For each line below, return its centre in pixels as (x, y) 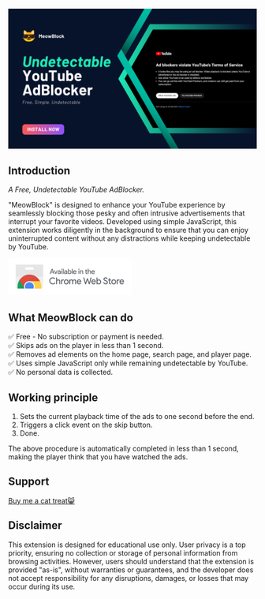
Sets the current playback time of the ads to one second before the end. (137, 416)
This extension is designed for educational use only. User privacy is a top (127, 545)
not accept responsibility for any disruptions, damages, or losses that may (129, 578)
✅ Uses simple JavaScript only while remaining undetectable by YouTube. (128, 363)
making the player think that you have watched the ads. (98, 457)
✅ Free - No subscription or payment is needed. (86, 337)
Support (29, 482)
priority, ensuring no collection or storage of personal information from (123, 552)
